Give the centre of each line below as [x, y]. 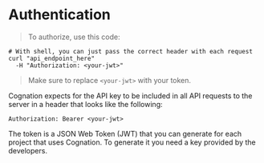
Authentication [59, 15]
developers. [28, 150]
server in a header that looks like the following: [85, 104]
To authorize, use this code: [74, 37]
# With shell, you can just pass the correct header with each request [130, 51]
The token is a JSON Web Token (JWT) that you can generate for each [125, 133]
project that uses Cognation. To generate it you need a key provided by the [132, 142]
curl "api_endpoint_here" [51, 58]
